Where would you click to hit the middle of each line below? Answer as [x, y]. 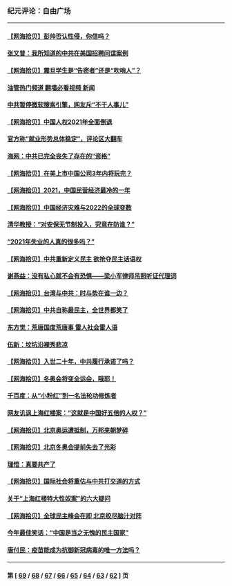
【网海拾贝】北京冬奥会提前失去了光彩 [61, 447]
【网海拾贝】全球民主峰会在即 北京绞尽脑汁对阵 [75, 515]
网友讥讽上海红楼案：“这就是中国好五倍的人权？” [77, 412]
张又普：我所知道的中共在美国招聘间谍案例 [68, 53]
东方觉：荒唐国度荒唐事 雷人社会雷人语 [62, 327]
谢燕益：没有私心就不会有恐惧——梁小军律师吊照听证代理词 [92, 276]
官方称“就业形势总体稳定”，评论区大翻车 [65, 139]
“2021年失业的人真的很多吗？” [51, 242]
